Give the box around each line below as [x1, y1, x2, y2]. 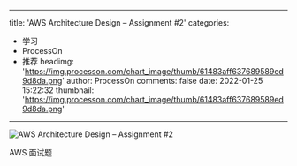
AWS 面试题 [9, 147, 53, 157]
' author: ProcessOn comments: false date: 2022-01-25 [61, 76, 263, 86]
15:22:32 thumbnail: [21, 85, 95, 95]
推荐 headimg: [21, 57, 75, 66]
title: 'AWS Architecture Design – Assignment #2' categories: [9, 18, 230, 27]
